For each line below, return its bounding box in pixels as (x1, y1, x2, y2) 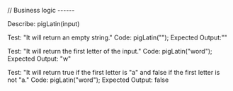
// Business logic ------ (7, 6, 75, 14)
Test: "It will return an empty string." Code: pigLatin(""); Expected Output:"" (7, 33, 228, 42)
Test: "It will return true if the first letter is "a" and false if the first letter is (7, 68, 220, 76)
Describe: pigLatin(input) (7, 20, 80, 28)
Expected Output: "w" (7, 54, 72, 63)
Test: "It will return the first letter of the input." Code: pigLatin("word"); (7, 47, 212, 55)
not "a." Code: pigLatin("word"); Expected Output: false (7, 75, 169, 84)
